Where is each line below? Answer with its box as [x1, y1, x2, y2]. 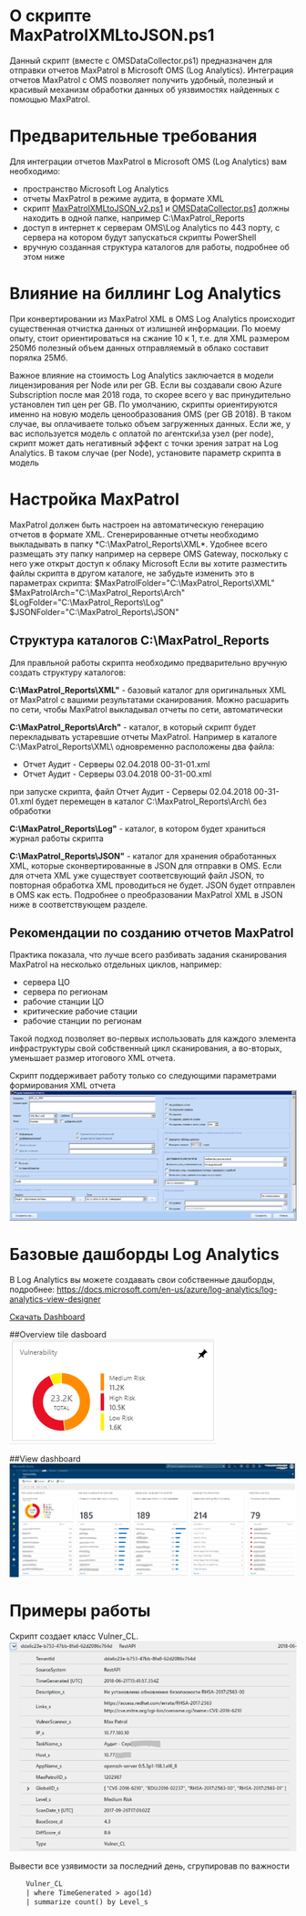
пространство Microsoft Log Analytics [22, 183, 169, 194]
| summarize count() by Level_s [25, 1898, 148, 1907]
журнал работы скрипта [9, 832, 105, 844]
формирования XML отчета [9, 1080, 117, 1091]
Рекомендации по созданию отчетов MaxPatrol [9, 925, 294, 941]
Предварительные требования [9, 126, 258, 147]
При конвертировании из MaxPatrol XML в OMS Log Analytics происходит [9, 313, 296, 324]
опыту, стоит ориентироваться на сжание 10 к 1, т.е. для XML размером [9, 332, 290, 343]
